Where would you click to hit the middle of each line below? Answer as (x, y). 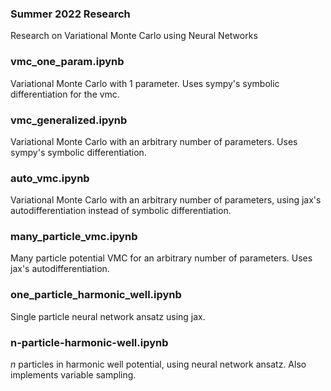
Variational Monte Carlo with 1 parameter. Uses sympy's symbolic (145, 83)
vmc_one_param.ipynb (67, 62)
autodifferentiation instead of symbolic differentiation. (121, 211)
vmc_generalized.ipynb (69, 120)
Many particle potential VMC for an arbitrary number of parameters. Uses (161, 258)
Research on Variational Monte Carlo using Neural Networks (134, 36)
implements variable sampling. (73, 375)
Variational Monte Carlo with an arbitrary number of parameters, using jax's (166, 200)
